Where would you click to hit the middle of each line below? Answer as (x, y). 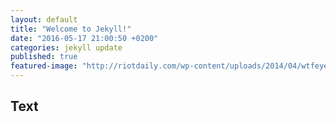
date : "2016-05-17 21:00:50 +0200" (84, 38)
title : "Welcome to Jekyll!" (71, 29)
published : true (44, 57)
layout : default (44, 19)
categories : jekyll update (66, 47)
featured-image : (44, 66)
